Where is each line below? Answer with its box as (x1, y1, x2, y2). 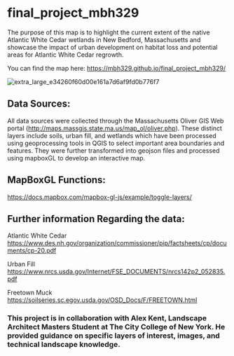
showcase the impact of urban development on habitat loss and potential (7, 43, 218, 51)
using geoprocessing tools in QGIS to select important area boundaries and (7, 139, 225, 147)
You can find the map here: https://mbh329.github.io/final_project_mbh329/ (7, 64, 226, 72)
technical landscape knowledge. (7, 340, 121, 350)
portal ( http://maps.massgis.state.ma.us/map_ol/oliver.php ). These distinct (7, 124, 223, 132)
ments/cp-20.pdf (7, 247, 57, 255)
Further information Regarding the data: (7, 212, 185, 225)
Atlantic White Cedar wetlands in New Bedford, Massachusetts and (7, 35, 201, 43)
